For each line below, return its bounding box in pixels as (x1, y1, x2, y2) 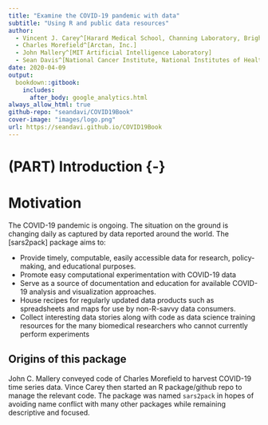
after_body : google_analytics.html (29, 93, 148, 101)
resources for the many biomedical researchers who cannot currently (19, 320, 249, 330)
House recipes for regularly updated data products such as (19, 295, 215, 304)
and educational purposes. (47, 261, 136, 271)
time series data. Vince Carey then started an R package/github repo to (8, 382, 242, 391)
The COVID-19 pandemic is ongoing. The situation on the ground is (8, 220, 229, 230)
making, (19, 261, 46, 271)
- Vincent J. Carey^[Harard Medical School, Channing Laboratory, (15, 34, 241, 42)
